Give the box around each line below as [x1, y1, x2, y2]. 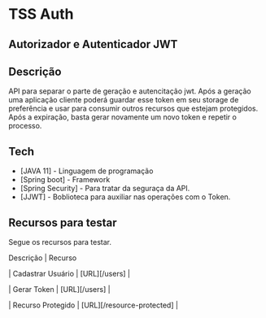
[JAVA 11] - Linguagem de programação [20, 166, 154, 176]
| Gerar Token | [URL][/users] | [8, 285, 111, 294]
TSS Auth [8, 5, 74, 24]
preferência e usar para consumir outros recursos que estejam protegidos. [8, 103, 259, 114]
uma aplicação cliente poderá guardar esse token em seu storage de [8, 95, 239, 105]
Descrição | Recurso [8, 253, 77, 263]
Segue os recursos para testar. [8, 237, 112, 247]
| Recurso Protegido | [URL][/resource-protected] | [8, 300, 179, 310]
